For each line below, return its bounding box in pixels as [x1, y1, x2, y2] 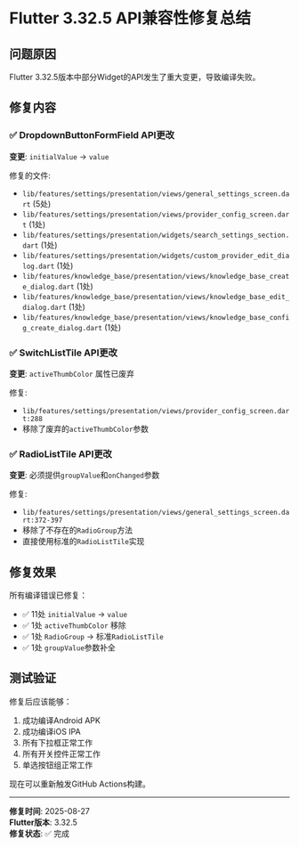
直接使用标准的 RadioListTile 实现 [21, 536, 145, 547]
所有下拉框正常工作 [21, 737, 93, 748]
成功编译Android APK [21, 714, 101, 726]
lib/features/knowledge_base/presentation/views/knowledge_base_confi [21, 313, 290, 322]
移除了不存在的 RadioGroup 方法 [21, 525, 133, 535]
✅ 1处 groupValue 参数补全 [21, 642, 116, 653]
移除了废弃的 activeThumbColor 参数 [21, 423, 149, 434]
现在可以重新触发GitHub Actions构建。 [9, 778, 151, 789]
